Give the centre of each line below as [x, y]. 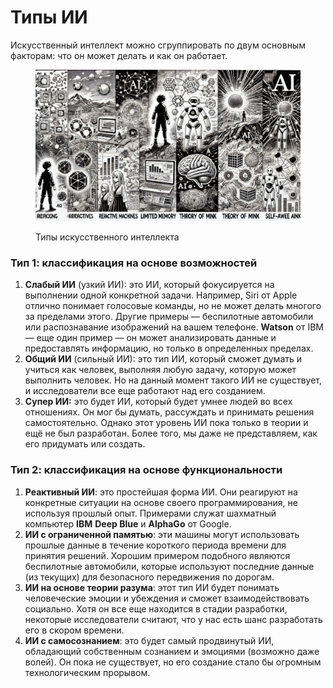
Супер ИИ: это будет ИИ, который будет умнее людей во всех [158, 402]
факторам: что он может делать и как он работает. [119, 55]
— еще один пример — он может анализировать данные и [150, 338]
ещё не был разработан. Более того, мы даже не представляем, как [171, 433]
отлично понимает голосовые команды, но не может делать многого [173, 306]
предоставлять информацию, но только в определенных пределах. [169, 348]
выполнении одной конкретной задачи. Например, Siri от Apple [161, 295]
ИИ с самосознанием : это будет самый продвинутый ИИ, [149, 640]
